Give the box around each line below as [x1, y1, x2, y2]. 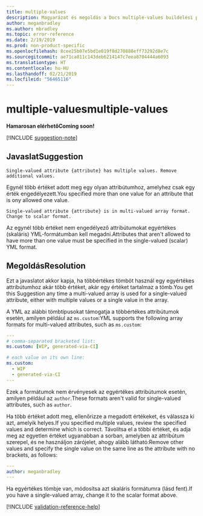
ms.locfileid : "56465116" [6, 76, 71, 82]
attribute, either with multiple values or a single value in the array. [6, 296, 169, 303]
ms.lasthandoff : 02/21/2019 [6, 71, 77, 77]
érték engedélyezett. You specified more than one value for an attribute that [6, 190, 193, 197]
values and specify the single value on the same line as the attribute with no [6, 445, 195, 452]
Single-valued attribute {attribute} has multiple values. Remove [6, 168, 177, 174]
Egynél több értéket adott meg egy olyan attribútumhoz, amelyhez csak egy [6, 183, 195, 191]
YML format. [6, 243, 37, 250]
